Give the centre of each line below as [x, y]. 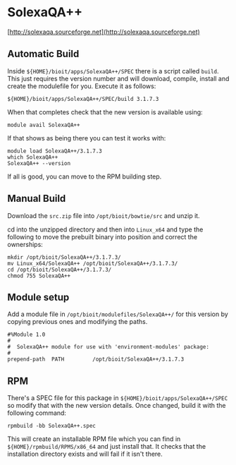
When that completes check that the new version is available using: [105, 112]
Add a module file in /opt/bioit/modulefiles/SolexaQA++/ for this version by [118, 314]
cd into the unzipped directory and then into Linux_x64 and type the [105, 229]
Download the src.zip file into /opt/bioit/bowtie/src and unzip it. [104, 215]
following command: [37, 413]
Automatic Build [43, 54]
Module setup [38, 297]
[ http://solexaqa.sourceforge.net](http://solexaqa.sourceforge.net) [104, 32]
